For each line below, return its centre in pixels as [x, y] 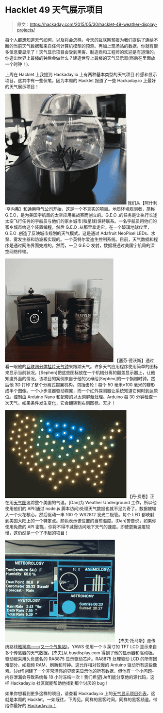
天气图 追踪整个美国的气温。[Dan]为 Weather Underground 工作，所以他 [85, 502]
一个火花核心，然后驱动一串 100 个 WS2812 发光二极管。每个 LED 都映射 [81, 514]
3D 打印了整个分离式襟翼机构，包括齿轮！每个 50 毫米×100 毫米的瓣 [83, 385]
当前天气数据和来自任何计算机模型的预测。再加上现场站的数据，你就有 [83, 46]
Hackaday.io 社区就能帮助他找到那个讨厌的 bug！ [60, 683]
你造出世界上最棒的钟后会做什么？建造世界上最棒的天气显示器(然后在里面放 [80, 58]
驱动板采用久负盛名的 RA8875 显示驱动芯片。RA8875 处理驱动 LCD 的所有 [79, 659]
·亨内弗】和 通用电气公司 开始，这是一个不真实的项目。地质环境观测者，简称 [80, 209]
